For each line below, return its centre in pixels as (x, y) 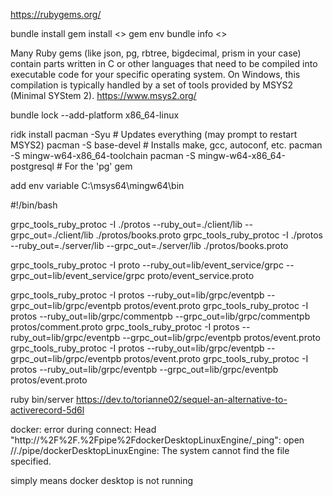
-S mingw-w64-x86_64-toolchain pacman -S (103, 155)
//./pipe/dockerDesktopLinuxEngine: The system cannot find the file (150, 450)
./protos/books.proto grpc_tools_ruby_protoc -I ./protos (209, 235)
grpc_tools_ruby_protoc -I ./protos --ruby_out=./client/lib (126, 224)
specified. (31, 461)
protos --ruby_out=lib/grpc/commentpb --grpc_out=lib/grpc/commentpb (160, 316)
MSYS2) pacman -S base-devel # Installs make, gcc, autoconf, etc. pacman (166, 145)
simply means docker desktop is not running (102, 480)
